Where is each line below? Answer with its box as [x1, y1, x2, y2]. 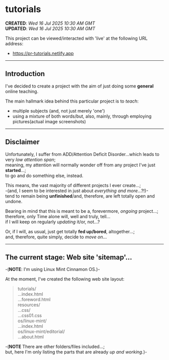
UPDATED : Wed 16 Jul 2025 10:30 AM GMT [5, 25, 96, 31]
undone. [5, 198, 23, 204]
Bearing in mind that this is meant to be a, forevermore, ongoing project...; [5, 208, 158, 214]
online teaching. [5, 88, 39, 94]
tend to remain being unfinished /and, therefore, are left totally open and [5, 193, 155, 199]
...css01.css [17, 313, 42, 319]
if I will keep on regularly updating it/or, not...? [5, 219, 100, 225]
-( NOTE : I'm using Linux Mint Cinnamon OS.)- [5, 266, 100, 273]
